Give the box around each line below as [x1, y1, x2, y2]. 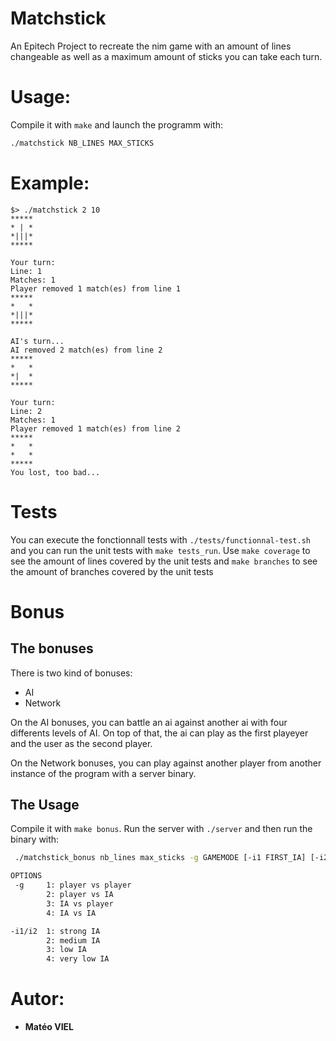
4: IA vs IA [46, 908, 97, 918]
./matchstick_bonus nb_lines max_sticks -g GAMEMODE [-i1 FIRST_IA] [14, 853, 307, 863]
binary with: [10, 833, 60, 846]
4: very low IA [46, 954, 110, 964]
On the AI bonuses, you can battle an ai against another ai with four [10, 716, 288, 728]
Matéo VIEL [24, 1021, 75, 1033]
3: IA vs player [46, 898, 114, 909]
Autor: [10, 988, 65, 1011]
